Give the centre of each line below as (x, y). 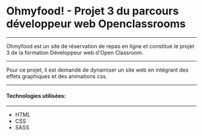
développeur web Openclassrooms (96, 24)
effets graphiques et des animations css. (57, 76)
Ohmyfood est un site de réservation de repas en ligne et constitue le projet (100, 46)
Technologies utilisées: (36, 96)
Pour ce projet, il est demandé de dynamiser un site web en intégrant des (98, 70)
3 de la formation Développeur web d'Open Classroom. (75, 52)
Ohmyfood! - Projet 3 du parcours (93, 11)
